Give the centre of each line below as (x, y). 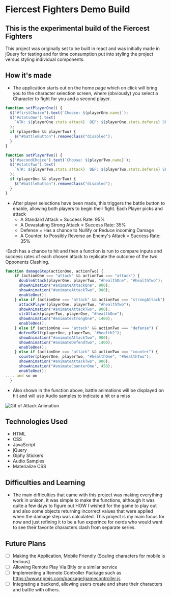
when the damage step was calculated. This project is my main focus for (89, 517)
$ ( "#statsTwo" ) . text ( (33, 165)
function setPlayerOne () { (34, 108)
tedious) (21, 562)
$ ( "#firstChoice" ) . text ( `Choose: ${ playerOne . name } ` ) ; (69, 113)
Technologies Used (36, 421)
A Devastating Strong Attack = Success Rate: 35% (73, 225)
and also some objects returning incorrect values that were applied (83, 511)
